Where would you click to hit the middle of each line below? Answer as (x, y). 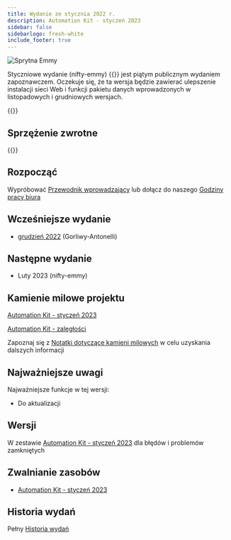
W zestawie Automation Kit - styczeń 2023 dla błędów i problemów (106, 442)
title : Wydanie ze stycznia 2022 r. (61, 14)
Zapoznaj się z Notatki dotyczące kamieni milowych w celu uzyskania (109, 343)
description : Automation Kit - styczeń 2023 (74, 21)
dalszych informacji (36, 350)
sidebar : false (30, 27)
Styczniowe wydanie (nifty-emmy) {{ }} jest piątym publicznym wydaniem (114, 75)
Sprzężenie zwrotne (52, 133)
